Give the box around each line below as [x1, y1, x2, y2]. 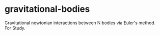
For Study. [4, 25, 26, 31]
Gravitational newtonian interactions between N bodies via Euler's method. [4, 20, 156, 26]
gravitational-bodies [4, 3, 90, 15]
